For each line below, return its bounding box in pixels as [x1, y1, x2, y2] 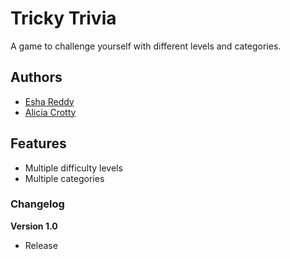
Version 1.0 [10, 220, 58, 232]
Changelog [10, 197, 65, 211]
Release [24, 239, 58, 251]
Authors [10, 69, 63, 86]
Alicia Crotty [24, 106, 77, 118]
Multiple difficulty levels [24, 162, 123, 174]
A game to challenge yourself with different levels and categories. [10, 40, 282, 52]
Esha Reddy [24, 95, 75, 107]
